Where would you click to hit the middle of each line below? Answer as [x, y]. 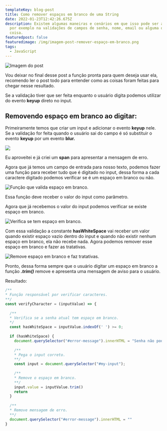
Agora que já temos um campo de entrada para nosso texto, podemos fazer [83, 167]
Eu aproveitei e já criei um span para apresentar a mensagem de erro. [77, 157]
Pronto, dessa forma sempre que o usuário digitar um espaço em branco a [82, 266]
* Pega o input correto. [40, 355]
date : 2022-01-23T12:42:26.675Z [39, 19]
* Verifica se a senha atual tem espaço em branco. [64, 318]
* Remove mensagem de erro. [39, 410]
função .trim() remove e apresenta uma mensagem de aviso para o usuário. [83, 272]
